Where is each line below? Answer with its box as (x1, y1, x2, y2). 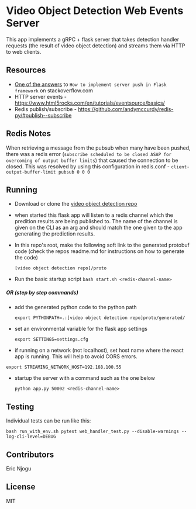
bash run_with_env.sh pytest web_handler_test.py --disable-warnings (6, 428, 180, 435)
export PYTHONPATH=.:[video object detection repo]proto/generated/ (14, 315, 185, 321)
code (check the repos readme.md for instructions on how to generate (14, 248, 184, 255)
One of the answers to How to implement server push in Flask (14, 81, 167, 88)
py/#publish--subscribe (14, 112, 72, 119)
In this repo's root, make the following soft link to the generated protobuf (14, 241, 190, 249)
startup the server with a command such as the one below (14, 375, 156, 382)
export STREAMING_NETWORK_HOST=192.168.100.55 (6, 364, 122, 371)
